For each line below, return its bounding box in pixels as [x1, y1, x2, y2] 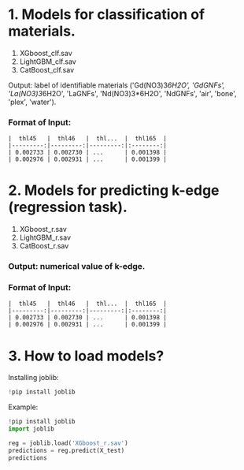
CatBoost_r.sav [19, 241, 69, 251]
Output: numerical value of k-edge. [8, 261, 146, 272]
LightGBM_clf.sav [19, 57, 76, 66]
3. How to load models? [8, 347, 165, 364]
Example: [8, 402, 39, 412]
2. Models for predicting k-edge [8, 181, 220, 200]
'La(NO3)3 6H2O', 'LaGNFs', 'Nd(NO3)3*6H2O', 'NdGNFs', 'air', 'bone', [8, 88, 238, 98]
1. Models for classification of [8, 6, 205, 24]
